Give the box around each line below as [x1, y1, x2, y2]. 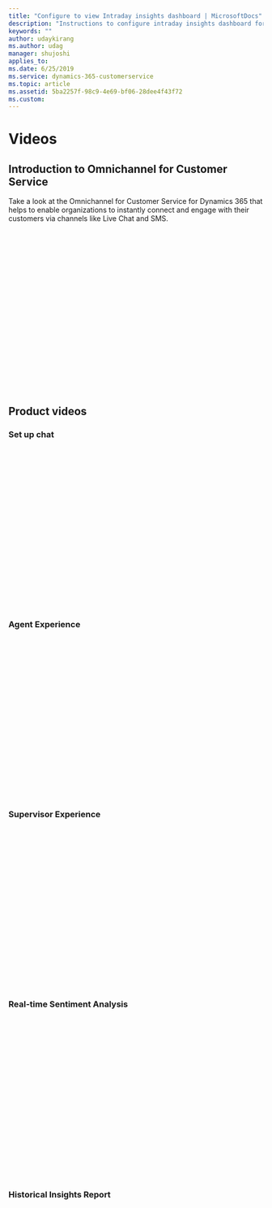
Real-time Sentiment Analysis [8, 998, 128, 1010]
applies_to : [8, 58, 49, 66]
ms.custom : [8, 95, 45, 103]
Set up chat [8, 428, 54, 439]
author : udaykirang [8, 34, 74, 43]
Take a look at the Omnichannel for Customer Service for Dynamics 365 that [8, 197, 263, 206]
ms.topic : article [8, 80, 70, 88]
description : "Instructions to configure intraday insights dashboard [8, 19, 252, 28]
